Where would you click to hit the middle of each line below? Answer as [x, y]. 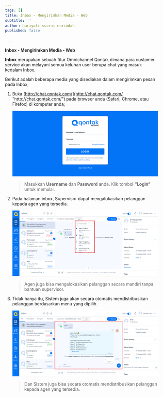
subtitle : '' [18, 20]
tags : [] [14, 10]
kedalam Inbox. [20, 70]
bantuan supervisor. [44, 289]
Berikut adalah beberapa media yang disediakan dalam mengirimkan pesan [80, 79]
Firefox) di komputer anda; [39, 104]
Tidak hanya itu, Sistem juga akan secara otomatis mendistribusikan [80, 299]
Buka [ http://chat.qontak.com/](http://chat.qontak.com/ [67, 94]
